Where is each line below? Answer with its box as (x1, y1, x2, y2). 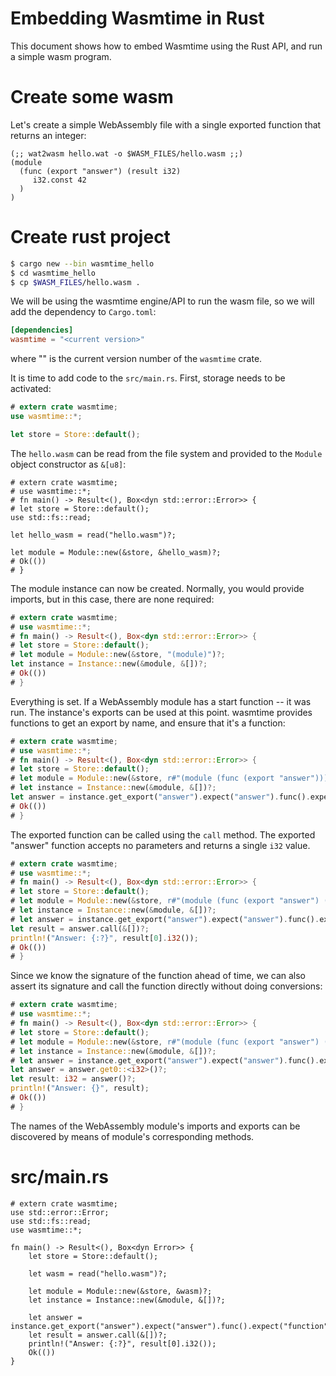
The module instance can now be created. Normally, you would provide (10, 582, 305, 594)
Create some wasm (10, 86, 174, 109)
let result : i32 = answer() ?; (10, 1074, 137, 1084)
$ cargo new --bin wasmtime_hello (10, 258, 155, 269)
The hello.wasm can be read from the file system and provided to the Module (10, 447, 323, 459)
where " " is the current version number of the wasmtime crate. (10, 353, 263, 365)
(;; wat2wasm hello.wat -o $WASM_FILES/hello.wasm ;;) (10, 148, 244, 159)
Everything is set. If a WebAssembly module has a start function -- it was (10, 695, 312, 707)
